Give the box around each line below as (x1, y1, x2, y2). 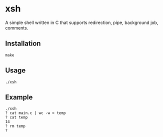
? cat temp (5, 115, 28, 120)
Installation (5, 39, 41, 48)
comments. (5, 24, 28, 30)
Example (5, 93, 33, 101)
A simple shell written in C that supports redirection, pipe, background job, (5, 19, 158, 25)
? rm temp (5, 123, 26, 129)
